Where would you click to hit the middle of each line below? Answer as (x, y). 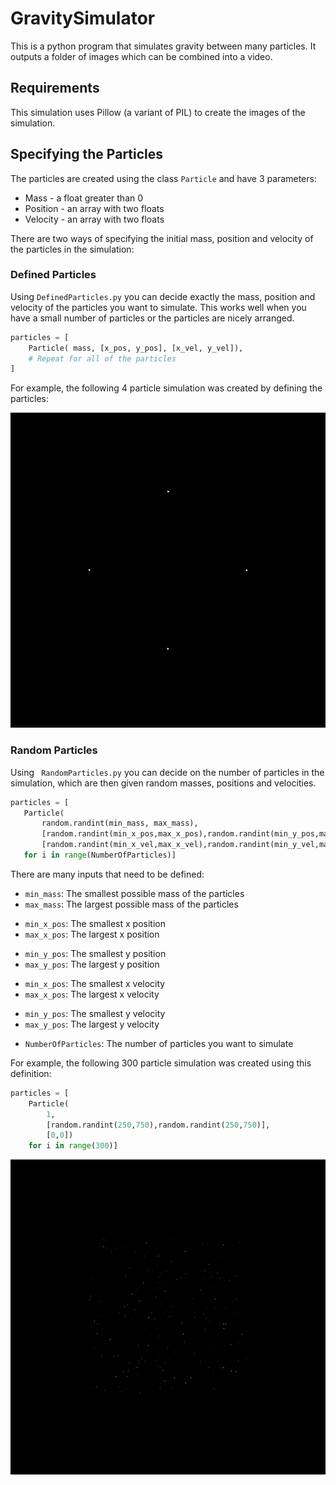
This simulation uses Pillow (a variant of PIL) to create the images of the (158, 112)
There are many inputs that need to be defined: (107, 874)
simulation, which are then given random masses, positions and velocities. (163, 783)
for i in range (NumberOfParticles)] (100, 855)
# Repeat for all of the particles (102, 358)
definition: (31, 1073)
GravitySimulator (83, 18)
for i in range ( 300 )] (73, 1146)
